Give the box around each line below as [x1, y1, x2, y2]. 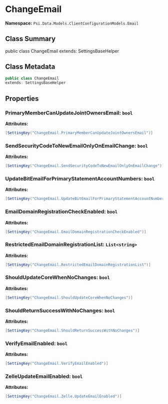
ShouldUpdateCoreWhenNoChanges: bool [5, 274, 110, 281]
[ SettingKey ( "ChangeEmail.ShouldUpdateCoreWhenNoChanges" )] [5, 295, 133, 300]
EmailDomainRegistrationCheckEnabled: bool [5, 208, 118, 215]
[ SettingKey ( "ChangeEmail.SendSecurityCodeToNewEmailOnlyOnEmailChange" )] [5, 163, 164, 168]
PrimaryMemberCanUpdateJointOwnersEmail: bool [5, 109, 133, 116]
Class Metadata [5, 63, 55, 71]
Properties [5, 94, 39, 103]
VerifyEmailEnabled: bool [5, 340, 68, 347]
